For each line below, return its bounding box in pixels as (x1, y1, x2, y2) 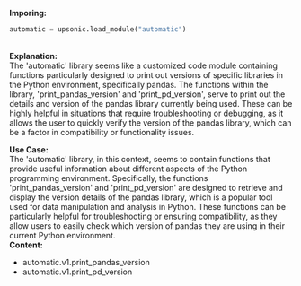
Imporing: (9, 8, 47, 18)
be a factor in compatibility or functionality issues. (9, 126, 195, 137)
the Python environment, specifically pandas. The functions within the (9, 79, 269, 90)
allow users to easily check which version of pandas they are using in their (9, 220, 286, 231)
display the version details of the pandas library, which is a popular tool (9, 192, 273, 203)
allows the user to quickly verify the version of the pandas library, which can (9, 117, 292, 128)
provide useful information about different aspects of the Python (9, 163, 248, 174)
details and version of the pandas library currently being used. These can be (9, 98, 293, 108)
